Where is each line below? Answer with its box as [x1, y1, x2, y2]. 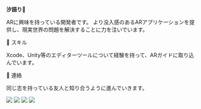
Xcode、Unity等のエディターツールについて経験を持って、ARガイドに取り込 [6, 52, 194, 59]
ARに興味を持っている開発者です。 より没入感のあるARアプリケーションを [6, 19, 190, 26]
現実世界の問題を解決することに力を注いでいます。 [22, 26, 149, 33]
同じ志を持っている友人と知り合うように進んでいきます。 [6, 84, 148, 92]
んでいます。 [6, 59, 37, 66]
